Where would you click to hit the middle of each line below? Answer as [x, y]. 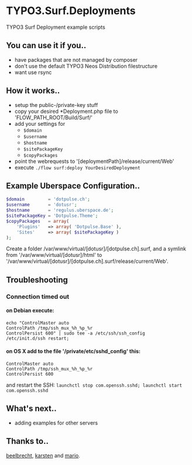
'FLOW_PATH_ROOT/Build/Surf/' [53, 117]
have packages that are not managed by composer [76, 59]
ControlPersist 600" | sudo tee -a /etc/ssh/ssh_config [76, 333]
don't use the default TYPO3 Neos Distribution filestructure [86, 66]
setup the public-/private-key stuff [56, 105]
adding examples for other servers [56, 423]
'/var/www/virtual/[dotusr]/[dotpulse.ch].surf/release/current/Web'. [87, 261]
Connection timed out [37, 296]
